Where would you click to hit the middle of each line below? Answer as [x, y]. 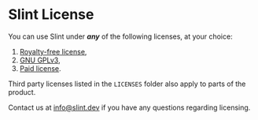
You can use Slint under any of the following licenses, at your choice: [121, 36]
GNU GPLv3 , [40, 60]
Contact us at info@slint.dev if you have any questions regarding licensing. [129, 107]
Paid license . [40, 68]
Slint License [51, 15]
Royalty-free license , [53, 51]
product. [22, 92]
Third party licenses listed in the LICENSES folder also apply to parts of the [127, 84]
